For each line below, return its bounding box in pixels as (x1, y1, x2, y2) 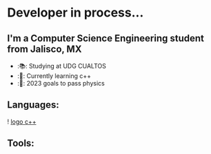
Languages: (7, 99, 60, 111)
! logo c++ (7, 117, 37, 126)
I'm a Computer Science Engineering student (7, 32, 205, 44)
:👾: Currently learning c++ (17, 72, 92, 80)
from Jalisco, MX (7, 43, 82, 55)
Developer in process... (7, 5, 144, 21)
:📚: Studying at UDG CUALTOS (17, 62, 107, 70)
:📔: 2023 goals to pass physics (17, 79, 105, 87)
